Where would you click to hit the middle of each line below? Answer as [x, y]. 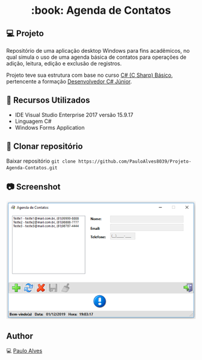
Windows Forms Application [50, 127]
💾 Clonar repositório [44, 147]
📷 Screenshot [34, 187]
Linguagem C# [33, 121]
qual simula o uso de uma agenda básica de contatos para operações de [96, 57]
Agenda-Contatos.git [32, 168]
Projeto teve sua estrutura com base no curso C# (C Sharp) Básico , [90, 75]
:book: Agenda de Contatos [101, 10]
